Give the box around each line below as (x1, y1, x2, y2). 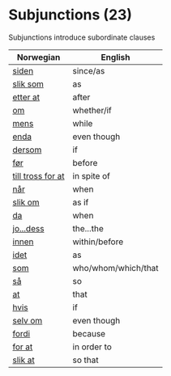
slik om (12, 196, 40, 208)
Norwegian (16, 51, 61, 62)
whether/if (72, 104, 112, 116)
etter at (12, 91, 41, 103)
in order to (72, 341, 112, 353)
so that (72, 354, 99, 365)
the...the (72, 222, 104, 234)
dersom (12, 144, 42, 155)
